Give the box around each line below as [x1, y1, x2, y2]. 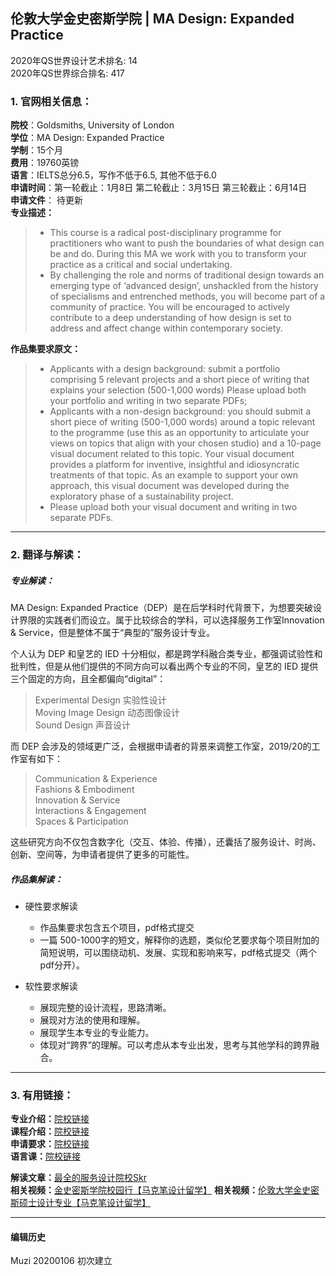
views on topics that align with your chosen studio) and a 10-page [49, 437, 322, 449]
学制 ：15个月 [10, 144, 63, 156]
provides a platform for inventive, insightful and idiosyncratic [49, 459, 300, 471]
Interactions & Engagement [34, 805, 147, 816]
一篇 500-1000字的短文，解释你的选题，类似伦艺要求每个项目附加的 [39, 934, 320, 946]
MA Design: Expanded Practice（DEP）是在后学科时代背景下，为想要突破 [10, 602, 313, 613]
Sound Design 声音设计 [34, 719, 132, 731]
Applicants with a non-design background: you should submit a [49, 405, 312, 418]
